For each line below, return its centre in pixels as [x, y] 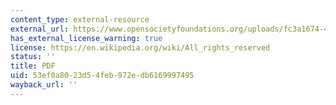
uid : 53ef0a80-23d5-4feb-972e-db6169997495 [102, 76]
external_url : [40, 29]
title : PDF [33, 66]
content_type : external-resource [80, 19]
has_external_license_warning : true [86, 38]
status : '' [33, 57]
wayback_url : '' [44, 85]
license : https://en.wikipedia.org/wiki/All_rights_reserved [140, 47]
